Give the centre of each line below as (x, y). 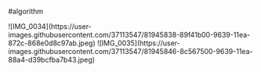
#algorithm (26, 11)
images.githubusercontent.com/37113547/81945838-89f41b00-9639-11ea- (129, 35)
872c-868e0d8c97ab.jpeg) (52, 43)
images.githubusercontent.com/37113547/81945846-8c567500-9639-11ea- (130, 51)
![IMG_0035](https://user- (138, 43)
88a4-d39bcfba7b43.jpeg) (52, 59)
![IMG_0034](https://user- (50, 26)
